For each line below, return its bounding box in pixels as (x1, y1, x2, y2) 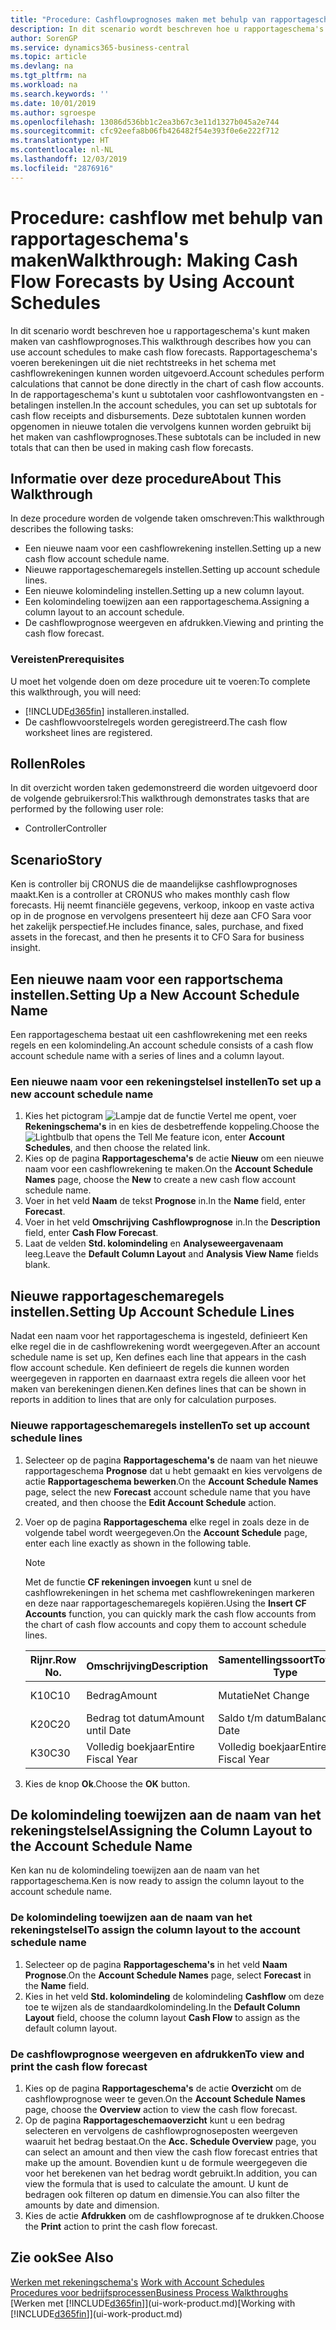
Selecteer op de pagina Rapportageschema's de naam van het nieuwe (24, 1454, 318, 1466)
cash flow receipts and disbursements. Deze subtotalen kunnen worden (10, 409, 307, 421)
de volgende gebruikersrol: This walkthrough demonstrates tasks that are (10, 792, 310, 805)
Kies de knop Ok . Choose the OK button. (24, 1777, 191, 1790)
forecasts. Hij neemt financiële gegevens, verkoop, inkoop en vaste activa (10, 899, 315, 911)
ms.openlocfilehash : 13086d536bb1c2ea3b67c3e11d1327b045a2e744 (10, 117, 280, 127)
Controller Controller (24, 822, 108, 835)
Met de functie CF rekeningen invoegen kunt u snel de (24, 1576, 252, 1588)
